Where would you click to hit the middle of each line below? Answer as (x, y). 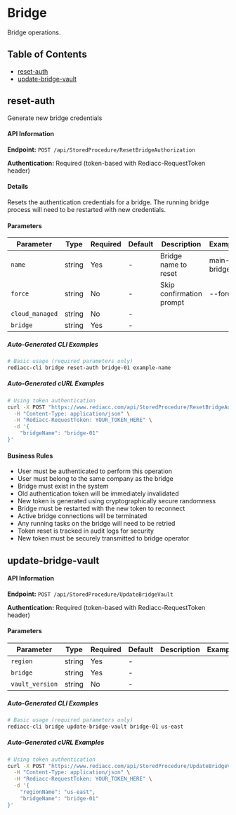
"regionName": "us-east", (58, 792)
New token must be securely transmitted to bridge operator (103, 538)
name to (174, 265)
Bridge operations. (34, 32)
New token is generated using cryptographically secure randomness (117, 501)
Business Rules (30, 456)
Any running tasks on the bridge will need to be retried (96, 524)
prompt (172, 303)
